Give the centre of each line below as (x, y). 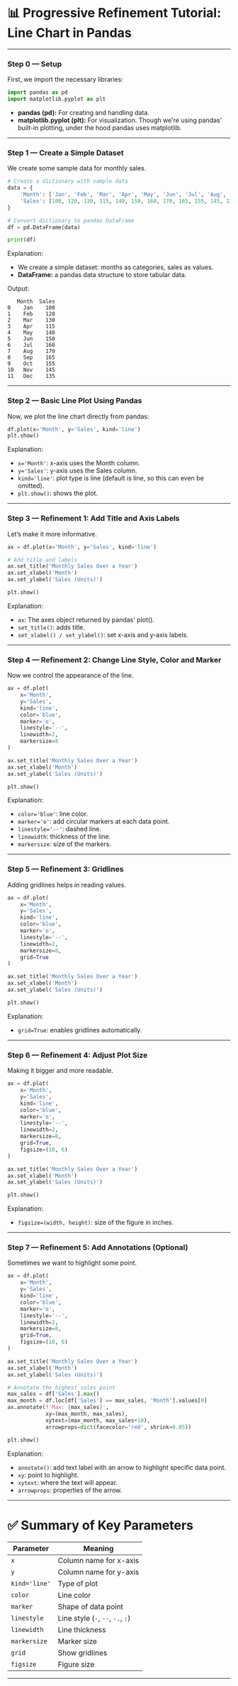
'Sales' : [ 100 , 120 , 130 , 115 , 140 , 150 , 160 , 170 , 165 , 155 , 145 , (122, 201)
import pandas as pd (38, 92)
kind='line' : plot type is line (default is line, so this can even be (110, 478)
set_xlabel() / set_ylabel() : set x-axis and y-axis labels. (103, 634)
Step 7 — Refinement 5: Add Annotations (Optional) (98, 1248)
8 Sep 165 (31, 358)
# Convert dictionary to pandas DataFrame (71, 220)
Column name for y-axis (98, 1572)
